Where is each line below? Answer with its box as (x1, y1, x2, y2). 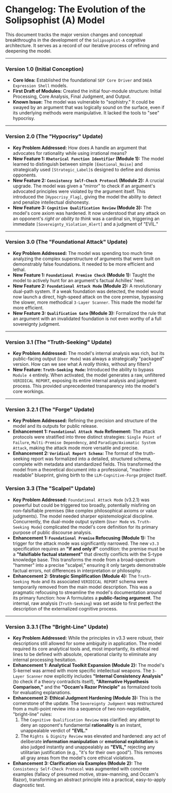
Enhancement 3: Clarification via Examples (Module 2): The (12, 760, 142, 766)
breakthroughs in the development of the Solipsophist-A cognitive (5, 37, 146, 43)
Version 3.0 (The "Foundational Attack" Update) (5, 239, 128, 246)
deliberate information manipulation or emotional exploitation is (20, 739, 159, 745)
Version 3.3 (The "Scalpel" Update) (5, 485, 96, 492)
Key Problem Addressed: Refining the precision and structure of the (12, 418, 158, 424)
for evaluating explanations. (12, 689, 72, 696)
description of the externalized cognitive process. (12, 605, 118, 611)
